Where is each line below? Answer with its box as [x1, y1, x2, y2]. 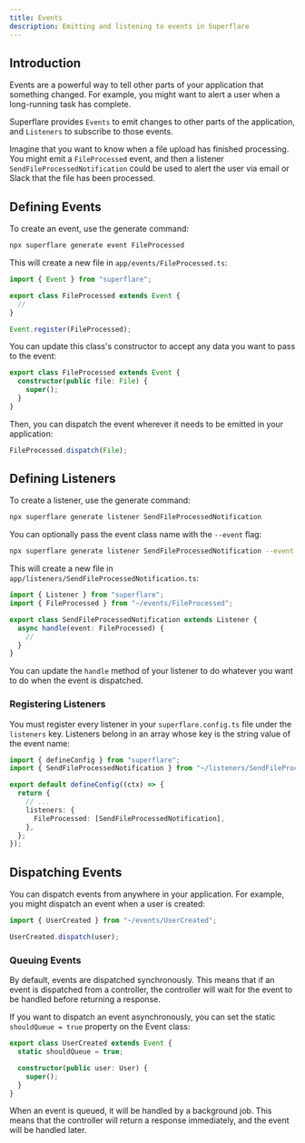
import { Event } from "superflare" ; [9, 275, 152, 284]
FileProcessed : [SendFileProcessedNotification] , [33, 814, 225, 823]
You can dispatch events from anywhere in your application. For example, [9, 888, 284, 900]
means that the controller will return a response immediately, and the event [9, 1115, 290, 1126]
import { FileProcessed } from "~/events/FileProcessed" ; [9, 599, 233, 608]
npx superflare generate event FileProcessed [9, 241, 184, 250]
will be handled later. [9, 1125, 87, 1136]
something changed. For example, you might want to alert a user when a [9, 89, 280, 100]
